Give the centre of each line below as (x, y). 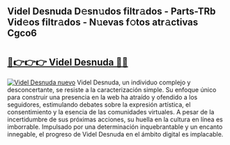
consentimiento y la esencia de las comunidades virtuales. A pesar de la (111, 112)
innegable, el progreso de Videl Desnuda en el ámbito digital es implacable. (115, 134)
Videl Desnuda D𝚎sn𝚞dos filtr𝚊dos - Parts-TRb (112, 12)
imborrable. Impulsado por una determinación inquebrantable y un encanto (115, 127)
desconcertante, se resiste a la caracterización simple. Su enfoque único (112, 90)
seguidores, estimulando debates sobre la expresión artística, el (99, 105)
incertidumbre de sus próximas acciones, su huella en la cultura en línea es (115, 119)
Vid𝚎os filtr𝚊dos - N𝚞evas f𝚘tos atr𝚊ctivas (103, 23)
